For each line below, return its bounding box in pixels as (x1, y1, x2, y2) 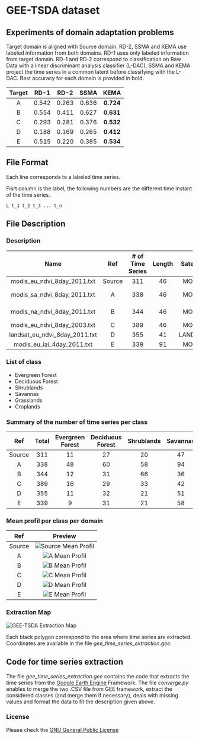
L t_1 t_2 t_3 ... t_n (6, 203, 62, 209)
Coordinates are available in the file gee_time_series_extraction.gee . (6, 640, 172, 647)
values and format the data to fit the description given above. (6, 698, 155, 705)
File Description (6, 219, 66, 229)
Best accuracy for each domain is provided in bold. (20, 75, 144, 81)
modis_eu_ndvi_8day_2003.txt (11, 320, 96, 329)
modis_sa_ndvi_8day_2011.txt (11, 290, 95, 298)
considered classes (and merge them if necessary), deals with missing (6, 691, 179, 699)
